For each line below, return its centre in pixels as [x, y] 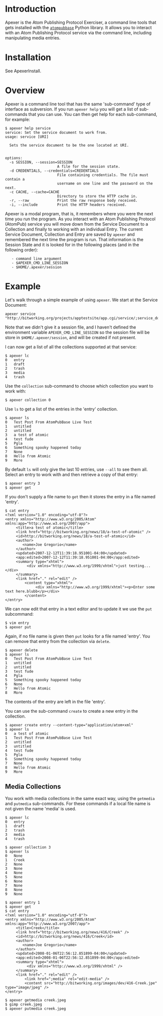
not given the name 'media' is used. [41, 808]
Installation [28, 57]
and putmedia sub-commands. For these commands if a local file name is [78, 803]
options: [14, 158]
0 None [14, 856]
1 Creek [15, 860]
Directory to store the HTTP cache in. [97, 196]
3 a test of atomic [27, 435]
